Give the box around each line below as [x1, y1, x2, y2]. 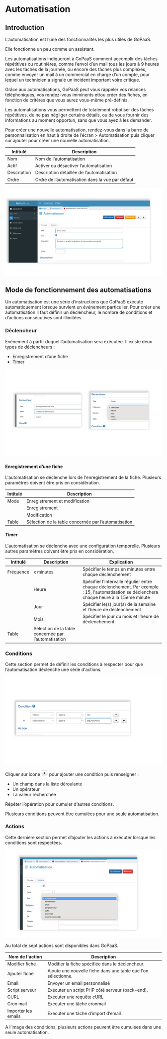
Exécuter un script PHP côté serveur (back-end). [47, 987, 148, 993]
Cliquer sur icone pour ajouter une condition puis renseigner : [5, 771, 139, 777]
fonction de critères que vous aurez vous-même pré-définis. [5, 97, 129, 103]
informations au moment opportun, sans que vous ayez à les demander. [5, 117, 153, 123]
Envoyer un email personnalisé [47, 980, 110, 986]
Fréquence [7, 568, 30, 575]
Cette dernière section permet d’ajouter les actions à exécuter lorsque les [5, 834, 156, 840]
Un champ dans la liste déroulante [12, 781, 83, 787]
